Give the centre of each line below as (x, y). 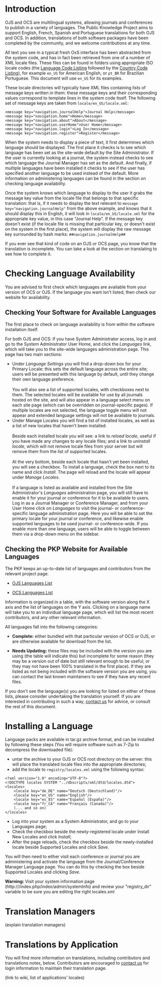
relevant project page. (27, 573)
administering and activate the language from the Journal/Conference (74, 862)
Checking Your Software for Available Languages (81, 312)
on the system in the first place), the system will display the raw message (78, 229)
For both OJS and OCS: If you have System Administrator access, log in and (81, 339)
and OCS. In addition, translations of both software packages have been (77, 38)
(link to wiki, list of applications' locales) (45, 978)
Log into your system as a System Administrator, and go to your (75, 821)
